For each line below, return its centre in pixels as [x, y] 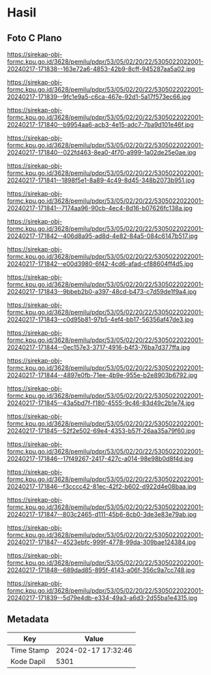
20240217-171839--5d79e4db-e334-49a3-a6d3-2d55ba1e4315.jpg [102, 598]
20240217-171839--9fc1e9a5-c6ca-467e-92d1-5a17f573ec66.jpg [99, 97]
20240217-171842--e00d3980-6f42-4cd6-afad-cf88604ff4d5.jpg [100, 264]
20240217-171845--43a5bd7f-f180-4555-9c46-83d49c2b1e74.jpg [101, 403]
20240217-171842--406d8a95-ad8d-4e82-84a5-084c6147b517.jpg [102, 236]
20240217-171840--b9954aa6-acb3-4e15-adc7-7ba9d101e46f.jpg [101, 124]
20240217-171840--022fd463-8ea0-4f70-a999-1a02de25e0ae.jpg [102, 152]
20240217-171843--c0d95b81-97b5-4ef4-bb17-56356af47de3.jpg [100, 319]
